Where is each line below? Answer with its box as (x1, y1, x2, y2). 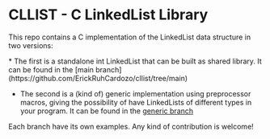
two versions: (8, 40, 54, 50)
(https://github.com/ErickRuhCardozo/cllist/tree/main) (8, 73, 188, 83)
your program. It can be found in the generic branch (19, 106, 194, 116)
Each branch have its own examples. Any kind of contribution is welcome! (8, 121, 255, 131)
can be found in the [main (8, 64, 95, 74)
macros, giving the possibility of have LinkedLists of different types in (19, 97, 252, 107)
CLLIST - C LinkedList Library (8, 6, 209, 24)
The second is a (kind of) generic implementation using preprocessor (19, 88, 251, 98)
